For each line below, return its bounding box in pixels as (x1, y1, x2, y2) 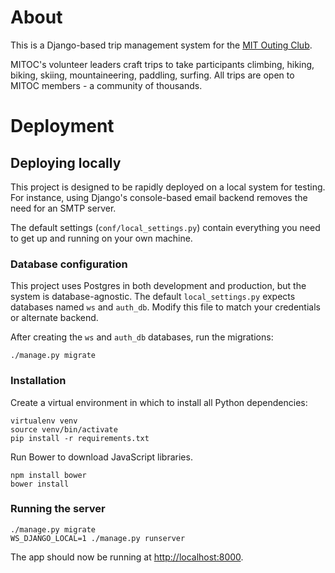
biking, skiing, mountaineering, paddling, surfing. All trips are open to (10, 69, 295, 81)
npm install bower (10, 470, 87, 480)
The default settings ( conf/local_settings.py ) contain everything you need (10, 221, 321, 233)
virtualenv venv (10, 416, 78, 426)
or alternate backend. (10, 312, 99, 324)
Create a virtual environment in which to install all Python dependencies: (10, 396, 308, 408)
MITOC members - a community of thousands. (10, 79, 203, 91)
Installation (10, 374, 67, 388)
